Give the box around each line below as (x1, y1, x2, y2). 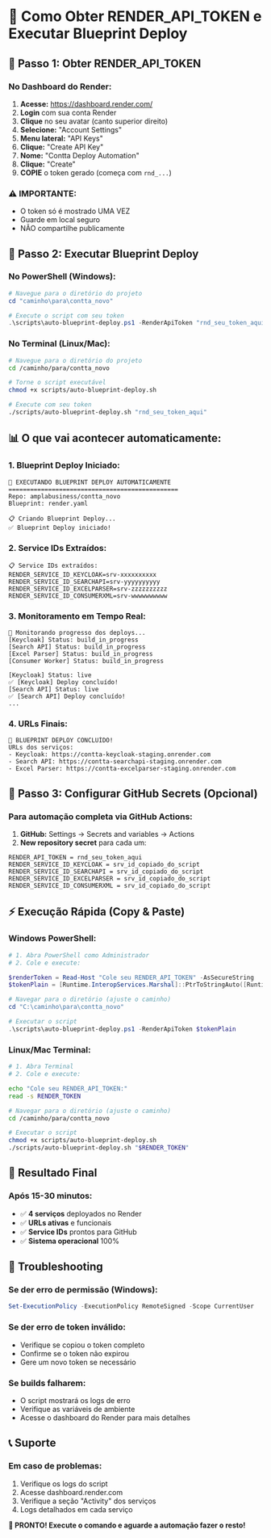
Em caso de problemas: (8, 1460, 102, 1472)
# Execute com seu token (8, 401, 92, 409)
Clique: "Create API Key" (19, 141, 104, 152)
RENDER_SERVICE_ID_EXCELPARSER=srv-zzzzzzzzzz (8, 585, 168, 593)
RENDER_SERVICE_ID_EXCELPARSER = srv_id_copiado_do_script (8, 875, 211, 883)
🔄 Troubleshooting (8, 1260, 103, 1274)
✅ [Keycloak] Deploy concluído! (8, 679, 119, 687)
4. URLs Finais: (8, 718, 69, 729)
